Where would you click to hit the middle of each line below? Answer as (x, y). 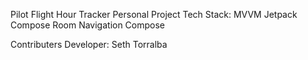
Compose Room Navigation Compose (88, 25)
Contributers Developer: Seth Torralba (89, 44)
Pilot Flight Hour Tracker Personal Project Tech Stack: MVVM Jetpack (154, 14)
